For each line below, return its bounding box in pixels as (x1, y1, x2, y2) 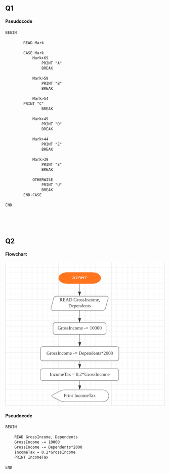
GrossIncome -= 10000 (14, 440, 60, 445)
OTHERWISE (32, 177, 53, 182)
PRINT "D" (41, 121, 62, 126)
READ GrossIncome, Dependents (14, 434, 78, 440)
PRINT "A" (41, 60, 62, 65)
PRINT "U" (41, 182, 62, 187)
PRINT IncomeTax (14, 455, 49, 460)
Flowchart (5, 251, 27, 257)
